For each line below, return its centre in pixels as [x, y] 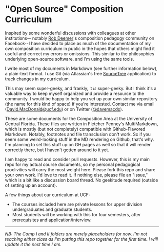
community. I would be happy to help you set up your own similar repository [81, 98]
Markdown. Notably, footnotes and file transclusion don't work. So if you [78, 134]
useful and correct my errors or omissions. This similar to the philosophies [80, 54]
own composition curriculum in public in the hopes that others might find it [80, 48]
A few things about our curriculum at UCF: [48, 195]
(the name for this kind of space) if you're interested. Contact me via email [80, 104]
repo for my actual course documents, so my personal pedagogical [72, 164]
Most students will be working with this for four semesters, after [76, 214]
